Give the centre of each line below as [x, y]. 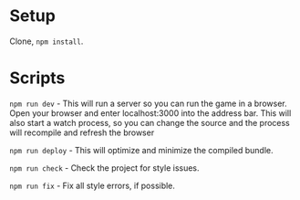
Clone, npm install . [47, 41]
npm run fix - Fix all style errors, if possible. [93, 185]
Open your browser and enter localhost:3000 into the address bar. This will [150, 113]
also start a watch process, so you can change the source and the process [150, 122]
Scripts [37, 78]
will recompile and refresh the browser [82, 132]
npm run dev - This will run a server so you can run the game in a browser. [148, 103]
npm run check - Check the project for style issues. [104, 168]
